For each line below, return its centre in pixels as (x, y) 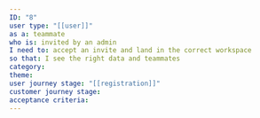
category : (28, 67)
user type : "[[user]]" (51, 26)
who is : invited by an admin (63, 42)
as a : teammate (37, 34)
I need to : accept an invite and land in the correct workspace (130, 51)
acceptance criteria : (49, 100)
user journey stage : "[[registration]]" (85, 83)
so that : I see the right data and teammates (95, 59)
